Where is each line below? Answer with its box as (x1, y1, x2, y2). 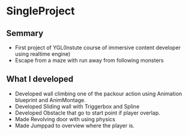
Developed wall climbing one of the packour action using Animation (14, 90, 182, 97)
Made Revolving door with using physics (14, 115, 115, 122)
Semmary (6, 28, 44, 38)
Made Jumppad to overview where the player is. (14, 122, 135, 129)
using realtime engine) (14, 50, 71, 58)
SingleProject (6, 4, 75, 18)
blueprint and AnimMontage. (14, 96, 86, 103)
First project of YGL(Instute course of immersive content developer (14, 44, 181, 51)
